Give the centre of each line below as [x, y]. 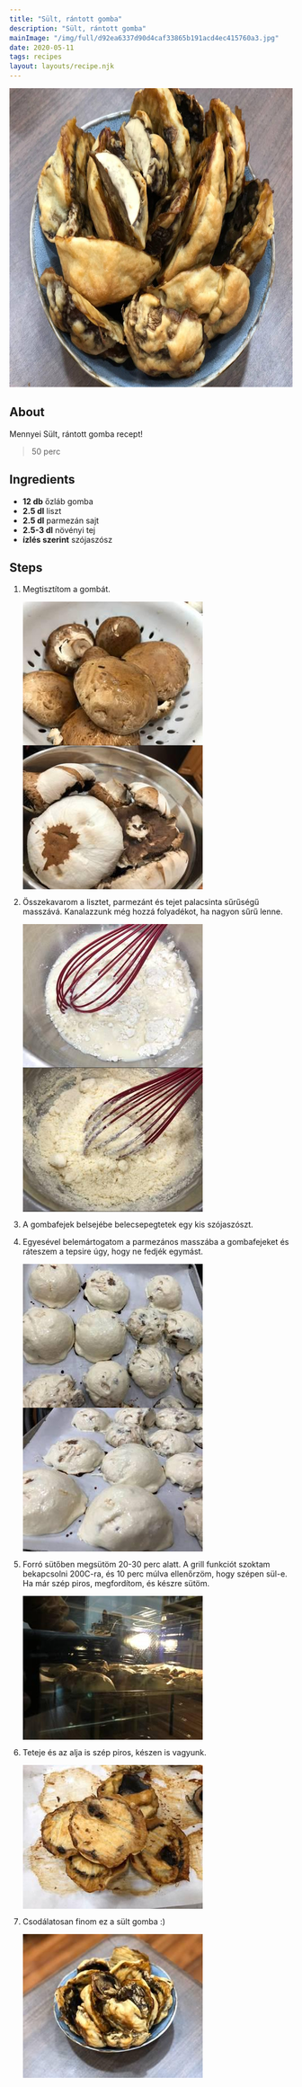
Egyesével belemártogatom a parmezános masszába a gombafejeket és [155, 1242]
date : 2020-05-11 [42, 48]
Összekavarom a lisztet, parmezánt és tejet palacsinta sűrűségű [141, 902]
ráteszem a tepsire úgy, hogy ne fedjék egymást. [113, 1252]
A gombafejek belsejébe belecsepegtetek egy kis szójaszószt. [138, 1225]
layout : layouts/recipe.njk [62, 67]
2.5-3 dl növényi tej [59, 529]
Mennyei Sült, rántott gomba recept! [76, 434]
